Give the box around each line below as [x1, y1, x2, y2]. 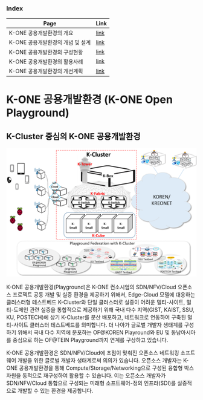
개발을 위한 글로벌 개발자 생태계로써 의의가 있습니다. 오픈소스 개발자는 [17, 357, 182, 364]
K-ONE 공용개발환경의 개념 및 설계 [8, 39, 91, 46]
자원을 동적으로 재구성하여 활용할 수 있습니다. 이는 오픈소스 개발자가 [6, 372, 166, 379]
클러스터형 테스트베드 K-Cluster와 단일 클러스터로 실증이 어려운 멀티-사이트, [6, 298, 185, 306]
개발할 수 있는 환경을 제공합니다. [17, 387, 94, 395]
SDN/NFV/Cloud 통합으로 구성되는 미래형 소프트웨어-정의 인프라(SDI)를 [6, 379, 176, 387]
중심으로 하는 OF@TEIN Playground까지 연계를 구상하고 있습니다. [12, 336, 169, 344]
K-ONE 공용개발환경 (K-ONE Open [6, 93, 173, 107]
